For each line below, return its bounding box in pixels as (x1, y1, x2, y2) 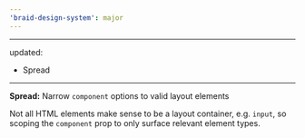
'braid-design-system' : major (9, 13, 124, 23)
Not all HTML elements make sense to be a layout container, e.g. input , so (9, 108, 287, 119)
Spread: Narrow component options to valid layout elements (9, 90, 230, 101)
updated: (9, 46, 44, 57)
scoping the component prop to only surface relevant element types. (9, 117, 261, 128)
